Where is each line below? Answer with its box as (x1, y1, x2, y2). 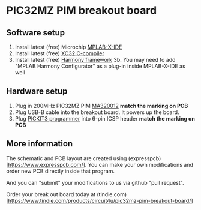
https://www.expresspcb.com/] (8, 161, 86, 168)
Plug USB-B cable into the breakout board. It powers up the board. (14, 109, 179, 116)
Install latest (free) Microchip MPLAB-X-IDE (14, 43, 122, 50)
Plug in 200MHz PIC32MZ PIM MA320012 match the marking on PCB (14, 102, 188, 109)
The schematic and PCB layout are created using (6, 154, 127, 162)
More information (6, 139, 73, 149)
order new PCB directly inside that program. (6, 167, 115, 175)
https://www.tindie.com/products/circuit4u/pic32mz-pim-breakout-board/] (8, 197, 193, 204)
